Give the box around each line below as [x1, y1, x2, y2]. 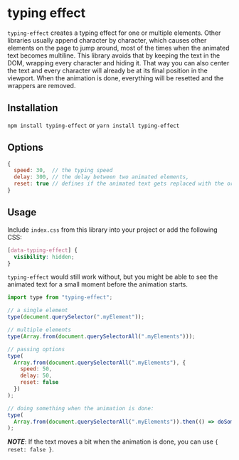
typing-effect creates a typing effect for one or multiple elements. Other [7, 28, 221, 37]
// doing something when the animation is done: [7, 405, 154, 412]
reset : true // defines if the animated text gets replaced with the [14, 180, 224, 188]
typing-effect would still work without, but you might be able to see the [7, 272, 218, 282]
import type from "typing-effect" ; [7, 294, 113, 301]
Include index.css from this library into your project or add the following [7, 225, 218, 234]
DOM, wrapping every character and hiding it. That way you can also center [7, 58, 230, 67]
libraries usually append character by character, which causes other [7, 36, 207, 44]
